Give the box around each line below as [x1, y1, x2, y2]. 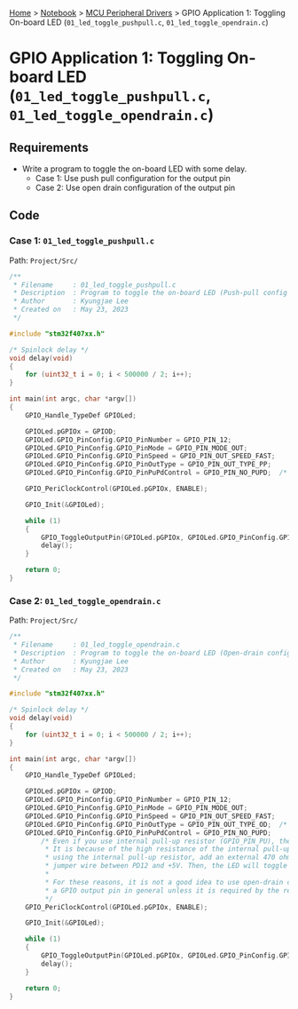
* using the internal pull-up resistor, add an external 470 [44, 853, 276, 862]
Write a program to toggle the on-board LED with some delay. [21, 163, 247, 174]
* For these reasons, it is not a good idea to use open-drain [44, 878, 284, 886]
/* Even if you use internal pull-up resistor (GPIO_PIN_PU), [41, 837, 276, 846]
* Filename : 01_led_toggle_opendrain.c [12, 640, 180, 649]
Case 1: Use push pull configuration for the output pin [35, 173, 231, 183]
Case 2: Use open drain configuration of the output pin [35, 182, 236, 193]
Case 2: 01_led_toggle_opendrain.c [9, 594, 161, 607]
